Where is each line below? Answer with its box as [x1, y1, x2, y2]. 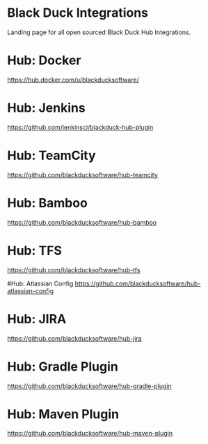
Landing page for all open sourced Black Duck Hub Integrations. [7, 28, 191, 36]
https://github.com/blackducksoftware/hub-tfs [7, 265, 141, 274]
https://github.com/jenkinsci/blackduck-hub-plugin [7, 123, 154, 131]
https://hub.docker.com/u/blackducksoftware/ [7, 75, 139, 84]
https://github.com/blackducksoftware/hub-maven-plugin [7, 429, 173, 438]
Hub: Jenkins [7, 100, 86, 116]
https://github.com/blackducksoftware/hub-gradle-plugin [7, 382, 172, 390]
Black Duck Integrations [7, 5, 148, 21]
